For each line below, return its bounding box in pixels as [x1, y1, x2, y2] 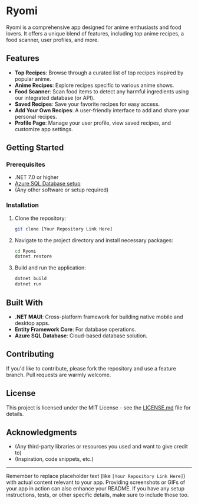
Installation [6, 201, 39, 209]
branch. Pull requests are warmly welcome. [6, 371, 111, 378]
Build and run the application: [14, 264, 87, 271]
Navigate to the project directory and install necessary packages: [14, 236, 174, 243]
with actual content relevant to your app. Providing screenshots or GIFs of [6, 479, 186, 486]
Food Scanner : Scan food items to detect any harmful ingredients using [14, 87, 189, 95]
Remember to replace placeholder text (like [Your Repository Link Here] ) [6, 473, 186, 480]
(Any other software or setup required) [14, 186, 109, 193]
